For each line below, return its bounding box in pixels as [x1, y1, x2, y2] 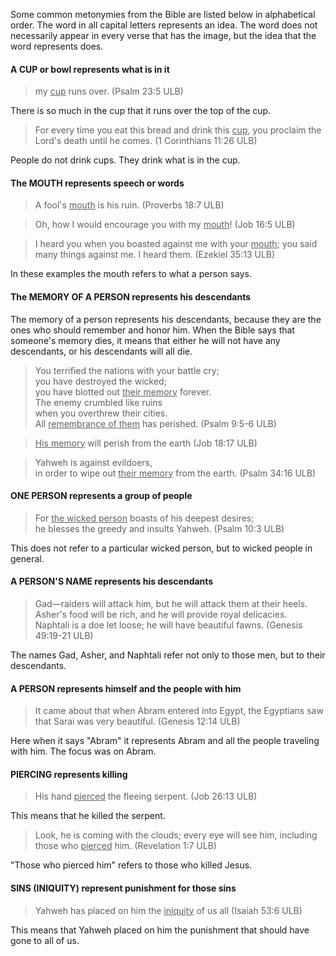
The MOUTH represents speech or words [10, 177, 185, 189]
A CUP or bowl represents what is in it [10, 63, 170, 75]
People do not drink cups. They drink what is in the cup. [10, 154, 241, 166]
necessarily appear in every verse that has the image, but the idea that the [10, 30, 317, 41]
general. [10, 552, 45, 564]
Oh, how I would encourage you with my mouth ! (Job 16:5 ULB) [34, 219, 296, 231]
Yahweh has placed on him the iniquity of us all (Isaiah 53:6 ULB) [34, 904, 303, 916]
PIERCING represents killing [10, 768, 128, 780]
